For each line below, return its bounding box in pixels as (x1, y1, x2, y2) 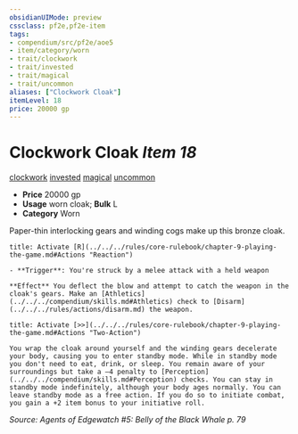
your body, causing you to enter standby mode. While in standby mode (9, 352, 277, 361)
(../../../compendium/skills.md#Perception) (9, 375, 178, 384)
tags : (9, 29, 29, 38)
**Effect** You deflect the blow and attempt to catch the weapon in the (9, 282, 290, 291)
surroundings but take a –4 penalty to (9, 367, 158, 377)
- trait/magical (9, 71, 70, 80)
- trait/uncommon (9, 79, 74, 88)
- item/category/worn (9, 46, 90, 55)
